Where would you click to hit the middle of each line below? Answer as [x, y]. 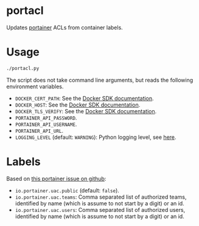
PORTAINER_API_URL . [39, 130]
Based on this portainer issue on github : [56, 178]
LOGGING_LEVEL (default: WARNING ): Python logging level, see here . [96, 137]
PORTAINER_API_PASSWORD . [46, 118]
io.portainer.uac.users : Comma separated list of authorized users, [100, 210]
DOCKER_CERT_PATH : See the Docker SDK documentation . [84, 98]
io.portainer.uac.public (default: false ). [67, 190]
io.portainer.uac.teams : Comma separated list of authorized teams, [101, 197]
